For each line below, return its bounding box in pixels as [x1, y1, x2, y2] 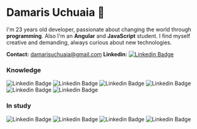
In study [6, 101, 32, 110]
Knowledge [6, 65, 42, 74]
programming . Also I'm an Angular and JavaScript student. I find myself [6, 32, 191, 39]
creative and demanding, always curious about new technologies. [6, 39, 173, 46]
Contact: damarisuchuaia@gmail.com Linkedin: [6, 50, 127, 57]
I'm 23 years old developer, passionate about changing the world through [6, 26, 191, 33]
